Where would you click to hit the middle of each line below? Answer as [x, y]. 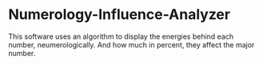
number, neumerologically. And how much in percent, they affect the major [131, 44]
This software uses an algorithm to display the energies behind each [121, 36]
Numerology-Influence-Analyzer [119, 15]
